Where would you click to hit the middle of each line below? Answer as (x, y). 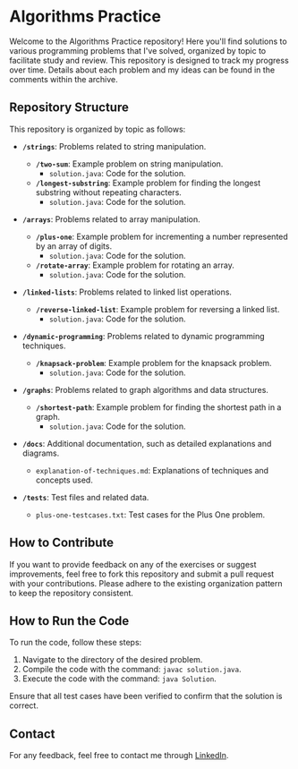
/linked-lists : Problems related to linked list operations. (127, 292)
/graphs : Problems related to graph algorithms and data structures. (145, 389)
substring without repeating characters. (108, 192)
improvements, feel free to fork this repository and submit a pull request (142, 574)
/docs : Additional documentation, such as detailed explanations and (147, 443)
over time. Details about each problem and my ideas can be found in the (142, 70)
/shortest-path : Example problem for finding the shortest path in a (158, 407)
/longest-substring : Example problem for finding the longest (148, 183)
